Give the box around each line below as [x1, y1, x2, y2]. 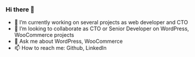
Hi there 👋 [5, 5, 35, 14]
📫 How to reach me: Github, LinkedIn [14, 45, 107, 52]
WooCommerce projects [14, 31, 75, 39]
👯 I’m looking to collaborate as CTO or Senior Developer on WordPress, [14, 25, 189, 32]
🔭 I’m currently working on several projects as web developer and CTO [14, 19, 188, 26]
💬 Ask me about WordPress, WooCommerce [14, 38, 123, 45]
